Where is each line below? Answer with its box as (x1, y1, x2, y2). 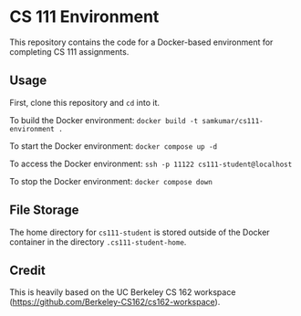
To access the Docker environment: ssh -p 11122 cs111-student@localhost (9, 158, 293, 169)
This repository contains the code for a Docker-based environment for (9, 37, 274, 47)
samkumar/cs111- (202, 116, 264, 125)
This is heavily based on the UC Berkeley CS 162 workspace (9, 287, 236, 298)
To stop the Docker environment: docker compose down (9, 175, 213, 186)
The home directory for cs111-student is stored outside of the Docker (9, 226, 271, 237)
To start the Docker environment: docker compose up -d (9, 140, 218, 152)
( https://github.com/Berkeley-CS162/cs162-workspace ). (9, 297, 221, 308)
